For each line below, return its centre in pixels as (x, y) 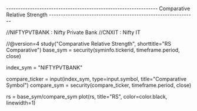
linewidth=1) (21, 103)
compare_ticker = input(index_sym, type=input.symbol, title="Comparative (96, 79)
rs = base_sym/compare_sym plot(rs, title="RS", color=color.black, (87, 97)
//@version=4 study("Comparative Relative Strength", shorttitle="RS (89, 44)
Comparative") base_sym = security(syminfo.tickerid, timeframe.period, (93, 50)
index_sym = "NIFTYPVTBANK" (44, 68)
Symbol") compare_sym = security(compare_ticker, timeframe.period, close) (99, 85)
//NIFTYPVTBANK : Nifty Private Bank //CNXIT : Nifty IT (74, 32)
